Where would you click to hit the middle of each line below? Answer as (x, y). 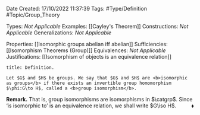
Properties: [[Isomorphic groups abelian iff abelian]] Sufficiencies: (87, 44)
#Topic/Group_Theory (33, 15)
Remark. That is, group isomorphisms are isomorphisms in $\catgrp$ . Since (99, 99)
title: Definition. (30, 68)
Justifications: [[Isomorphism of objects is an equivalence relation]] (89, 57)
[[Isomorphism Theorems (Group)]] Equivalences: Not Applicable (86, 50)
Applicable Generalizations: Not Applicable (59, 33)
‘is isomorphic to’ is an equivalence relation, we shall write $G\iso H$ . (91, 106)
